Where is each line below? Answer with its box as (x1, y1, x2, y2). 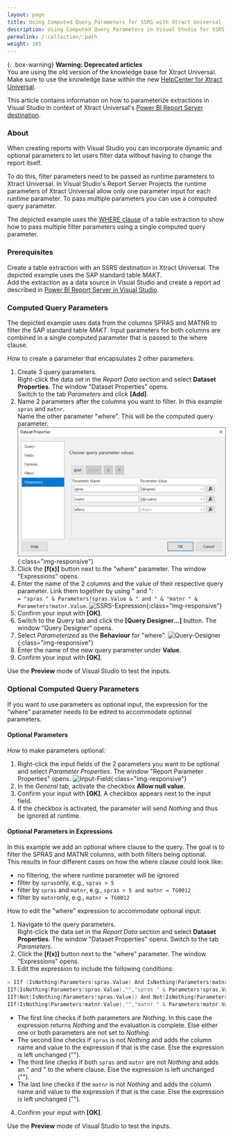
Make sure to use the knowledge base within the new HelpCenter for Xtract (7, 75, 223, 83)
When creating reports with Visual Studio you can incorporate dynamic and (7, 144, 223, 152)
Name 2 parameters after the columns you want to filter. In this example (17, 397, 223, 406)
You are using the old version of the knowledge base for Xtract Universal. (7, 68, 217, 76)
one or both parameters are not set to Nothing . (17, 1028, 151, 1036)
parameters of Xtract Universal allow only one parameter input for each (7, 187, 211, 195)
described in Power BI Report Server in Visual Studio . (7, 285, 159, 293)
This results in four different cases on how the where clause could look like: (7, 857, 223, 866)
